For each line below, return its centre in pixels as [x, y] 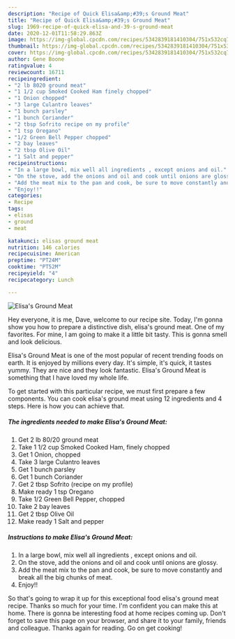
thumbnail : [24, 46]
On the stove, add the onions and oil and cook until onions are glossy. [118, 562]
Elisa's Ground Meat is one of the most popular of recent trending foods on [116, 355]
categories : [25, 196]
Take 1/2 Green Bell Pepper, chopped [71, 499]
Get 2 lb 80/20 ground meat [58, 439]
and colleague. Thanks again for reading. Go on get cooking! [95, 628]
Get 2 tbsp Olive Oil [46, 514]
